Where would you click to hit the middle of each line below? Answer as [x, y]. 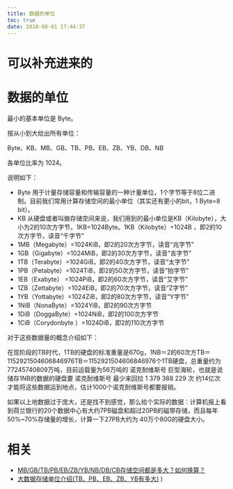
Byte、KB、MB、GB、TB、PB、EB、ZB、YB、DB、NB [86, 147]
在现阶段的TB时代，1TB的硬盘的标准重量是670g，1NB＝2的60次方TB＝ [109, 352]
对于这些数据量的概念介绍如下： [53, 337]
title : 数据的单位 [31, 14]
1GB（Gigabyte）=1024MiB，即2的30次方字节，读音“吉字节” [104, 253]
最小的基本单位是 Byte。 [42, 118]
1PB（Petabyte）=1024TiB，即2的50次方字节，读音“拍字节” [103, 270]
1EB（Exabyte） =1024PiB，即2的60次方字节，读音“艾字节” [102, 279]
